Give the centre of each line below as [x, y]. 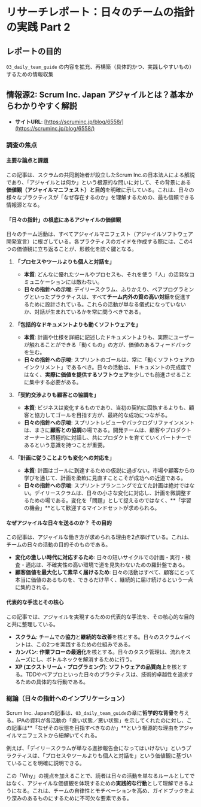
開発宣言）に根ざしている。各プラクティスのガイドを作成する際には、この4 [99, 242]
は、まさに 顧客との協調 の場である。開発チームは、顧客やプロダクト [107, 430]
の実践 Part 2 [38, 27]
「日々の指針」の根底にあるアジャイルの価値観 [64, 220]
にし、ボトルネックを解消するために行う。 [83, 659]
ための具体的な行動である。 [54, 682]
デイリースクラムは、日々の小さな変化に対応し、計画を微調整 [110, 493]
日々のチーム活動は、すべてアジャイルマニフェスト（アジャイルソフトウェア [100, 234]
